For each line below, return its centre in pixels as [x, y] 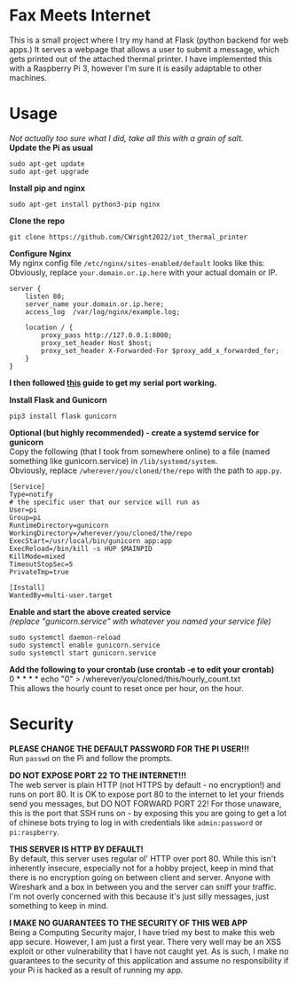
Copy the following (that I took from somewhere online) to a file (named [140, 451]
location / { [49, 327]
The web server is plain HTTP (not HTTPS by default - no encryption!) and [145, 784]
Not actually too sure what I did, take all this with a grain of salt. [126, 138]
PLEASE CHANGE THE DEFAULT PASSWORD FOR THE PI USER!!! [129, 748]
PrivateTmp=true [39, 572]
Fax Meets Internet [80, 16]
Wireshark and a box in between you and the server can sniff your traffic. [143, 886]
